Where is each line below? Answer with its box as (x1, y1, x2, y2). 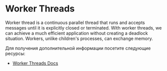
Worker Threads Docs (12, 60, 58, 66)
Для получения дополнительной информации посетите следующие (5, 45, 151, 51)
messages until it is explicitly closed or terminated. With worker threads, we (5, 24, 162, 30)
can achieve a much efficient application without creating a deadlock (5, 30, 148, 36)
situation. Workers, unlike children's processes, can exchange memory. (5, 35, 153, 41)
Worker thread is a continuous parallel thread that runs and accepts (5, 19, 145, 25)
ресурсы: (5, 50, 26, 56)
